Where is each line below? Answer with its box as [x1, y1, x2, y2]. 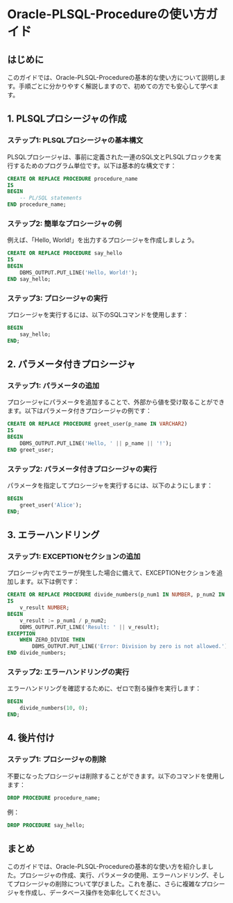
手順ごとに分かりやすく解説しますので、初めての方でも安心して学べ [18, 82, 213, 90]
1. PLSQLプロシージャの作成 [7, 113, 127, 125]
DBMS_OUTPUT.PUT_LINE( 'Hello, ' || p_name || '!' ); [19, 439, 172, 447]
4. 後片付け [7, 732, 55, 744]
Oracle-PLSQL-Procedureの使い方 [7, 6, 206, 22]
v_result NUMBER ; [19, 604, 70, 612]
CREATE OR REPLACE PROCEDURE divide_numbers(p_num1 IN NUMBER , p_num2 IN [7, 592, 225, 599]
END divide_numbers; [7, 649, 67, 657]
